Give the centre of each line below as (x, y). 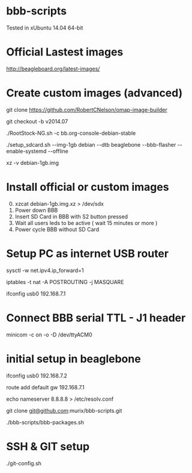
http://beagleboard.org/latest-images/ (53, 69)
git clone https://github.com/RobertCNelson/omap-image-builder (87, 110)
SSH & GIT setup (48, 446)
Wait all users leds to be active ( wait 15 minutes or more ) (86, 223)
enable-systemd (26, 151)
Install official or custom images (88, 187)
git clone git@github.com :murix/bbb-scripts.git (64, 410)
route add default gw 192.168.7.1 (46, 387)
